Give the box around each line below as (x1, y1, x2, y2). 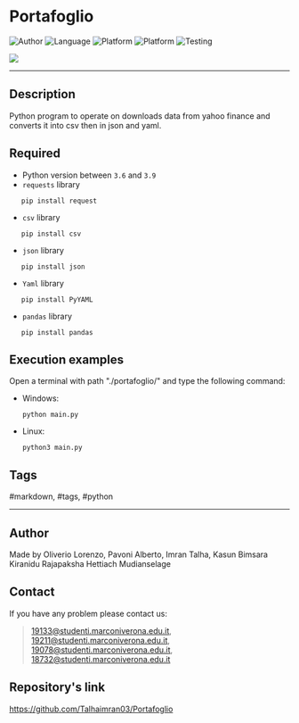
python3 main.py (21, 444, 83, 453)
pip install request (20, 196, 98, 205)
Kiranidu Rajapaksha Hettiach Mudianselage (9, 559, 172, 569)
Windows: (21, 393, 60, 403)
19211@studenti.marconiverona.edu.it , (30, 635, 171, 645)
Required (9, 145, 61, 162)
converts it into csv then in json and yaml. (9, 120, 162, 130)
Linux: (21, 426, 45, 436)
